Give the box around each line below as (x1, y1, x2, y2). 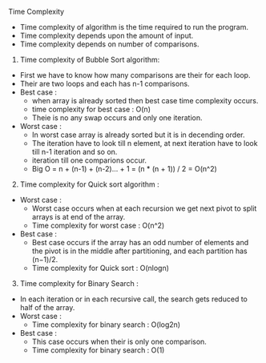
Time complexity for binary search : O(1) (31, 345, 165, 355)
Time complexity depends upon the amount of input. (19, 31, 194, 40)
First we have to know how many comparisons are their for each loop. (19, 71, 251, 79)
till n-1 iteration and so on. (31, 147, 118, 156)
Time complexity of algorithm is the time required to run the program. (19, 22, 249, 31)
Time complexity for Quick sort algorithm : (19, 179, 160, 189)
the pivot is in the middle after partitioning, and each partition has (31, 246, 248, 256)
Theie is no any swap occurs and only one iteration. (31, 113, 203, 123)
